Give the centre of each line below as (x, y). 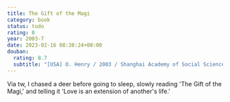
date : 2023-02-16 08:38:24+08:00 (55, 45)
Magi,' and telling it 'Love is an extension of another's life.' (89, 91)
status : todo (26, 26)
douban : (18, 52)
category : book (29, 20)
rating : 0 (21, 33)
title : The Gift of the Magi (49, 13)
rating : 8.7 (30, 58)
